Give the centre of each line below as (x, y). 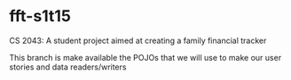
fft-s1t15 (40, 16)
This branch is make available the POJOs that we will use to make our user (145, 57)
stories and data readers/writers (68, 67)
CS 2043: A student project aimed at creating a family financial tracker (138, 40)
